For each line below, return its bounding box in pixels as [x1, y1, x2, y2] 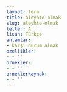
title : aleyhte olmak [6, 15, 62, 21]
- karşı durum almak [6, 43, 59, 49]
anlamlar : [6, 37, 32, 43]
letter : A [6, 25, 32, 32]
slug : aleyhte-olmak [6, 20, 59, 26]
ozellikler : [6, 48, 37, 54]
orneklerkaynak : [6, 71, 48, 77]
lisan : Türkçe [6, 31, 43, 38]
